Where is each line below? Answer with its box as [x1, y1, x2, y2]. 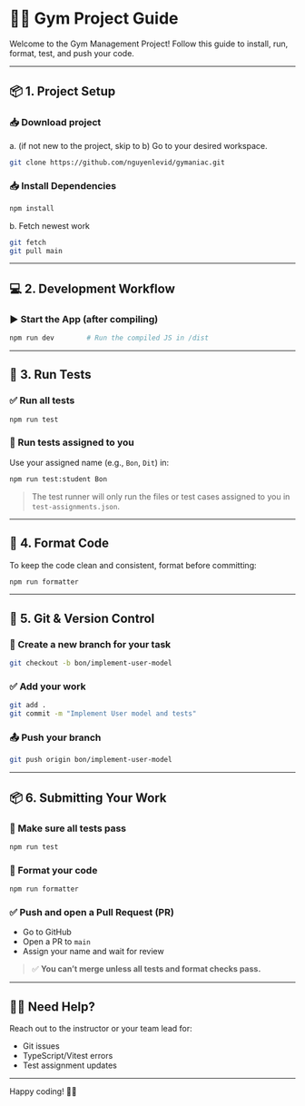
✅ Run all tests [9, 394, 75, 407]
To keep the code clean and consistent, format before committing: [9, 559, 257, 570]
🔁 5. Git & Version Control [9, 610, 155, 626]
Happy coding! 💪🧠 [9, 1086, 77, 1097]
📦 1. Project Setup [9, 84, 116, 99]
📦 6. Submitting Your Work [9, 790, 167, 805]
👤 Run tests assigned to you [9, 436, 134, 449]
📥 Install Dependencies [9, 180, 116, 193]
